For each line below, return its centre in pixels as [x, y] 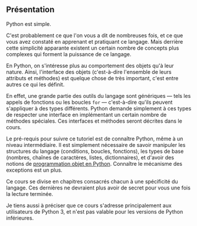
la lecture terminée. [30, 194]
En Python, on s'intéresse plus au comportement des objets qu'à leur [90, 65]
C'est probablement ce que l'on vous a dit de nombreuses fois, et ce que [95, 35]
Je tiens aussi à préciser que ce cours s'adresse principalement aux [89, 205]
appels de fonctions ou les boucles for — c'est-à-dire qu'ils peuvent [89, 102]
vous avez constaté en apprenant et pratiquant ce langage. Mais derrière [95, 41]
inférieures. [20, 218]
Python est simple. [29, 24]
